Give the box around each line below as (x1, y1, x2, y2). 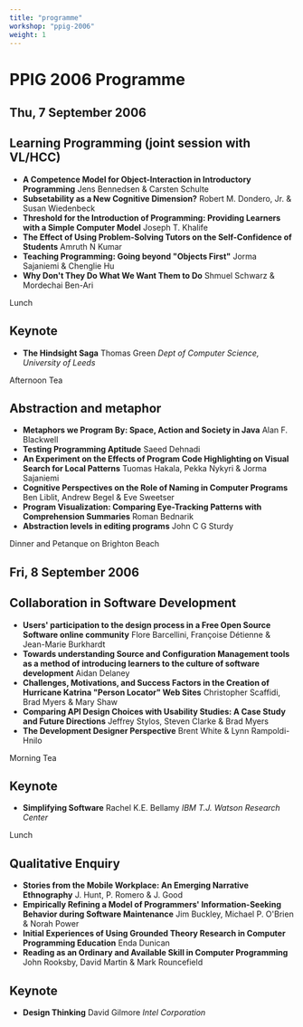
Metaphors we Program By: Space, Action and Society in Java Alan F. (22, 424, 288, 435)
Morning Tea (9, 752, 57, 763)
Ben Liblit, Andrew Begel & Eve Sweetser (22, 492, 175, 503)
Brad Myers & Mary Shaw (22, 696, 118, 707)
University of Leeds (22, 357, 96, 367)
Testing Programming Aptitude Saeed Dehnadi (22, 444, 201, 455)
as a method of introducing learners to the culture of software (22, 658, 260, 669)
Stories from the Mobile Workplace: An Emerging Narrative (22, 880, 249, 891)
